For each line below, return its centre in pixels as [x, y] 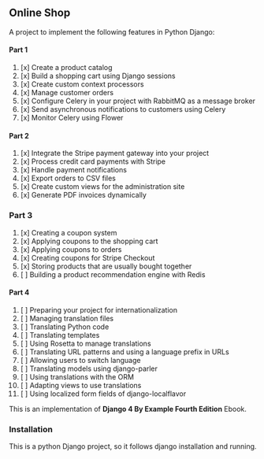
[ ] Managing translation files [67, 318]
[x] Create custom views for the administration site [102, 187]
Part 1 [19, 50]
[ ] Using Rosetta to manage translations [86, 343]
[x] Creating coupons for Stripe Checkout [87, 257]
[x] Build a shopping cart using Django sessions [98, 76]
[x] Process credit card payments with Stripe [93, 161]
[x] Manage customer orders [67, 93]
